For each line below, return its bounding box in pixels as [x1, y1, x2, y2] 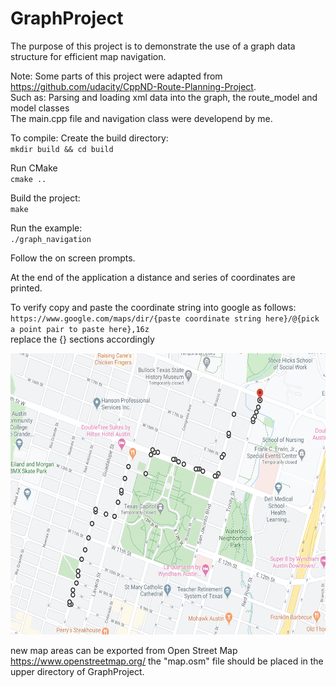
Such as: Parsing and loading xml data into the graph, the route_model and [10, 91, 318, 103]
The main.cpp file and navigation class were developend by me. [10, 112, 273, 124]
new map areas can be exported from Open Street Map [10, 644, 238, 656]
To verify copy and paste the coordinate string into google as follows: [10, 301, 297, 313]
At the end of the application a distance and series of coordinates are [10, 271, 296, 283]
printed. [10, 282, 43, 294]
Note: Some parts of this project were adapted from [10, 70, 223, 82]
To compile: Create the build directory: [10, 132, 169, 144]
